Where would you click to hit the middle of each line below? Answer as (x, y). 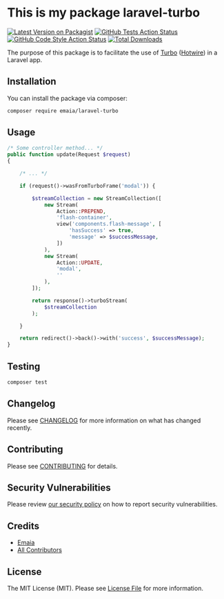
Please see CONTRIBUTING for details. (63, 466)
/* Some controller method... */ (55, 148)
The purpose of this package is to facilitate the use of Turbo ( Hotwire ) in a (112, 52)
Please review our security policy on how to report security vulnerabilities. (112, 504)
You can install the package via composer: (67, 98)
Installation (32, 82)
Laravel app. (25, 59)
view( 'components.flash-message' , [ (109, 224)
